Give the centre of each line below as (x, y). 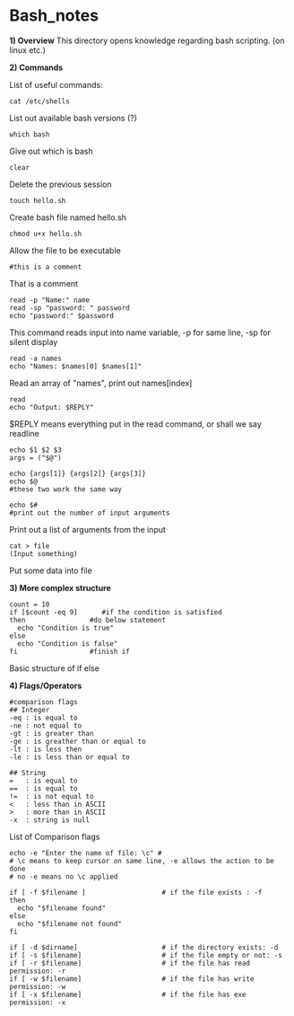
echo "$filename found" (61, 908)
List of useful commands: (56, 84)
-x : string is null (50, 820)
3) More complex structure (61, 588)
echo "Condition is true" (66, 628)
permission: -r (38, 971)
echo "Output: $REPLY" (52, 407)
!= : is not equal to (52, 796)
